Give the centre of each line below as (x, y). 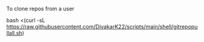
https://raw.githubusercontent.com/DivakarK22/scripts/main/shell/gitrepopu (102, 27)
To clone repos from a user (40, 9)
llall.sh (14, 33)
